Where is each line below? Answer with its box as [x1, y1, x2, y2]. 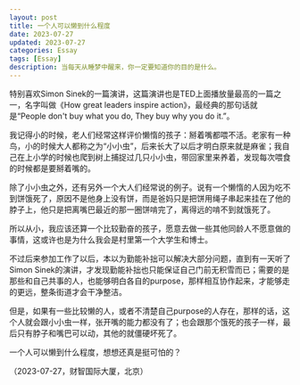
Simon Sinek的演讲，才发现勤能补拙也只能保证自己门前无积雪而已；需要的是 [9, 264, 290, 274]
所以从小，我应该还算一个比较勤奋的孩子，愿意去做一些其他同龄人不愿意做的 [9, 223, 291, 233]
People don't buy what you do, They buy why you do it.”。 [21, 111, 235, 121]
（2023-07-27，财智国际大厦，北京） [9, 365, 148, 376]
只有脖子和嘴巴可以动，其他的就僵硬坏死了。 [16, 327, 181, 339]
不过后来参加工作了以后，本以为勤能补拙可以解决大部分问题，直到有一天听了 [9, 253, 291, 264]
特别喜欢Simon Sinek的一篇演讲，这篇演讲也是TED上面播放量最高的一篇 [9, 88, 274, 99]
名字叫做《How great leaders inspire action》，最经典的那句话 [24, 99, 250, 110]
